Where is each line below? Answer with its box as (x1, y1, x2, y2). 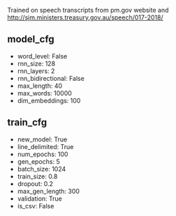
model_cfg (7, 33, 54, 45)
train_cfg (7, 116, 47, 128)
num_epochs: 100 (17, 150, 68, 158)
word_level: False (17, 52, 68, 60)
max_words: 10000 (17, 88, 72, 97)
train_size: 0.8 (17, 172, 58, 180)
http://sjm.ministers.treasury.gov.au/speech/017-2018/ (7, 13, 163, 22)
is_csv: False (17, 201, 54, 210)
